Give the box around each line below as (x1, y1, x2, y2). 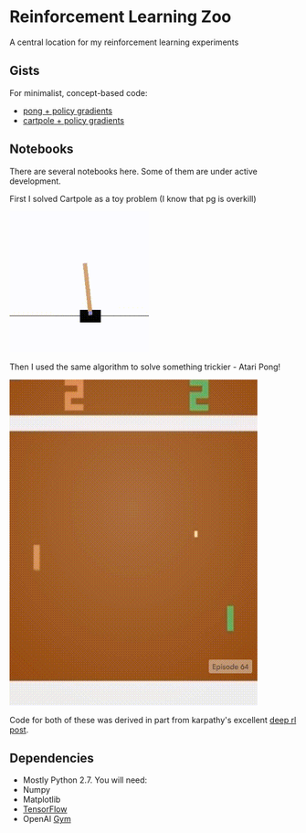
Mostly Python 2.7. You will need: (22, 774, 148, 785)
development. (9, 176, 61, 187)
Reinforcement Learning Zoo (9, 6, 232, 27)
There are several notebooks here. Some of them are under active (9, 166, 258, 176)
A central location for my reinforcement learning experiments (9, 37, 239, 48)
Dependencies (9, 750, 94, 765)
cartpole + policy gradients (22, 114, 125, 125)
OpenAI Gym (22, 814, 71, 825)
